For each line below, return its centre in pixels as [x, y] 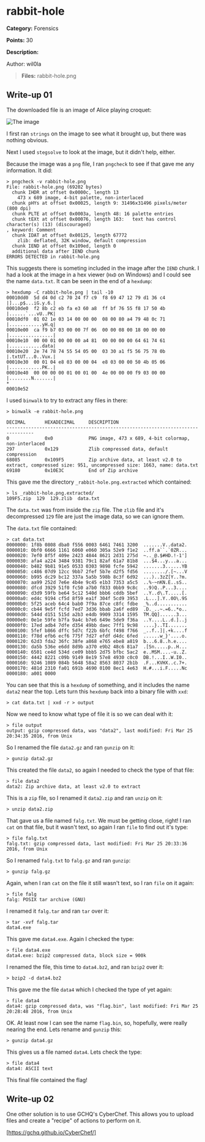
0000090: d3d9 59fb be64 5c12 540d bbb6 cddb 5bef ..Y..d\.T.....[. [97, 593]
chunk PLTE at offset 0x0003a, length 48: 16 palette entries [93, 214]
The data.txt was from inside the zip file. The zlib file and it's [85, 509]
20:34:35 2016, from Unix [39, 736]
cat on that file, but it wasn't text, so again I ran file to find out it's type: [97, 827]
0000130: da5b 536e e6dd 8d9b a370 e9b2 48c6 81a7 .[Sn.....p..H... [97, 647]
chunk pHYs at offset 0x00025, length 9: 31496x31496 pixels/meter [100, 203]
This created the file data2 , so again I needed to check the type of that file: [100, 770]
